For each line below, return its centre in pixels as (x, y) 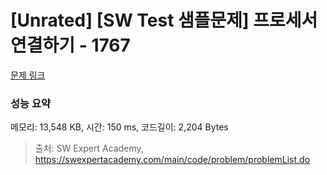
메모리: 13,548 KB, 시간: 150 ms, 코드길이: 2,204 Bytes (119, 127)
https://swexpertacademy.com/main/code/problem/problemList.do (172, 160)
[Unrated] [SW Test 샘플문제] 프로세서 (164, 20)
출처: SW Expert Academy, (89, 148)
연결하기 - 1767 (70, 45)
